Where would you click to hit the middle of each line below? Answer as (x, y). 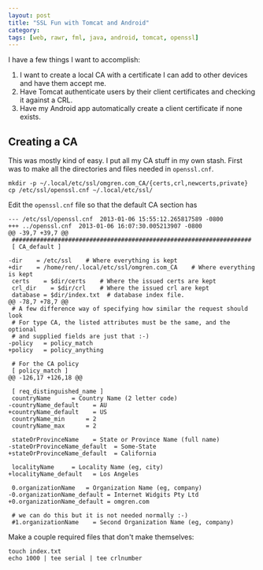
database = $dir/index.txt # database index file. (98, 295)
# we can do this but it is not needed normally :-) (100, 516)
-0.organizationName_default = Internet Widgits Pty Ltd (104, 495)
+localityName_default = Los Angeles (74, 474)
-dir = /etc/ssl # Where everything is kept (93, 261)
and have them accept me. (63, 83)
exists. (30, 117)
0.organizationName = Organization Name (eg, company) (107, 488)
